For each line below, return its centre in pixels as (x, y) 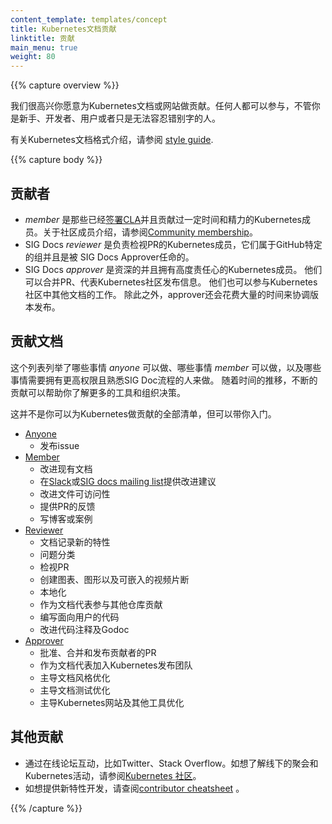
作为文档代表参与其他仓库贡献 (101, 604)
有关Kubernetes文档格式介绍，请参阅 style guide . (112, 140)
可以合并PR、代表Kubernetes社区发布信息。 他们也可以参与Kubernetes (171, 282)
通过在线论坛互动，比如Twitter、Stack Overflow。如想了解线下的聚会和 (171, 763)
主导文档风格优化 (75, 677)
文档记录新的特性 (75, 542)
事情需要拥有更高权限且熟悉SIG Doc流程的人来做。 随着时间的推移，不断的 (164, 380)
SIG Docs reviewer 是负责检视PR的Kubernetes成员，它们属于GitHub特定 (173, 244)
